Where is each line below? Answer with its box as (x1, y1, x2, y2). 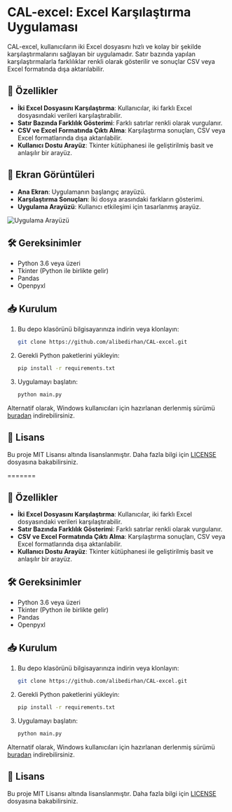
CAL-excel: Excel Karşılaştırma (7, 4, 191, 20)
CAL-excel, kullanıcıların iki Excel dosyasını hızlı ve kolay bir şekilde (7, 42, 202, 51)
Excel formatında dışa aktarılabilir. (7, 65, 105, 73)
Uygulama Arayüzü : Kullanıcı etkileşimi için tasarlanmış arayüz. (17, 202, 201, 211)
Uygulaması (7, 19, 79, 35)
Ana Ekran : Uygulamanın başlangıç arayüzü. (17, 187, 146, 196)
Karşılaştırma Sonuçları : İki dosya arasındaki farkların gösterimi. (17, 194, 205, 204)
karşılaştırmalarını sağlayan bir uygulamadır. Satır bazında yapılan (7, 50, 196, 58)
